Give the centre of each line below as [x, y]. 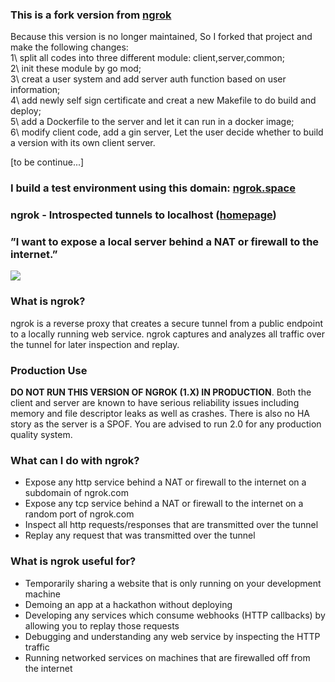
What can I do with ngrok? [75, 460]
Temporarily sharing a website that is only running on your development [173, 583]
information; [35, 90]
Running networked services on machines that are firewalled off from [167, 657]
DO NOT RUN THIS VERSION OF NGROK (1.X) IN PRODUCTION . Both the [161, 392]
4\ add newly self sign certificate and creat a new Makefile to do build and [163, 100]
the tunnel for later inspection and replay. [95, 344]
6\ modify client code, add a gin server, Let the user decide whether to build [167, 132]
